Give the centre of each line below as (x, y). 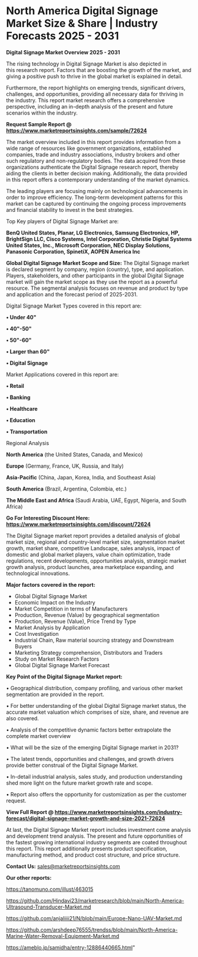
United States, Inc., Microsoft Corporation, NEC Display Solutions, (88, 245)
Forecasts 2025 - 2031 (62, 36)
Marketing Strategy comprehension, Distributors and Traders (89, 652)
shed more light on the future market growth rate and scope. (80, 783)
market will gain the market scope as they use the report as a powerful (92, 282)
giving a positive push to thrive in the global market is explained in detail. (94, 76)
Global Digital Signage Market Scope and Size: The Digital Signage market (98, 263)
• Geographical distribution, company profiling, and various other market (95, 688)
